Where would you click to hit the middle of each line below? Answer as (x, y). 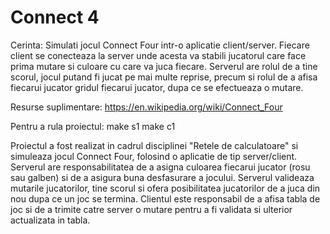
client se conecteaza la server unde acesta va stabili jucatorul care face (158, 55)
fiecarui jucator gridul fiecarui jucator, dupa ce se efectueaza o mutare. (157, 87)
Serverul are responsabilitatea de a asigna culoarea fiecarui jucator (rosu (160, 167)
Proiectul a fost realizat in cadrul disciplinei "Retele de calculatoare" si (154, 145)
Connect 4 (55, 17)
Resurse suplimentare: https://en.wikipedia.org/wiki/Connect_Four (146, 107)
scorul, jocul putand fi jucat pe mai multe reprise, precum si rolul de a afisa (164, 77)
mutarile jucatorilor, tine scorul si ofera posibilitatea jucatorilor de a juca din (165, 188)
